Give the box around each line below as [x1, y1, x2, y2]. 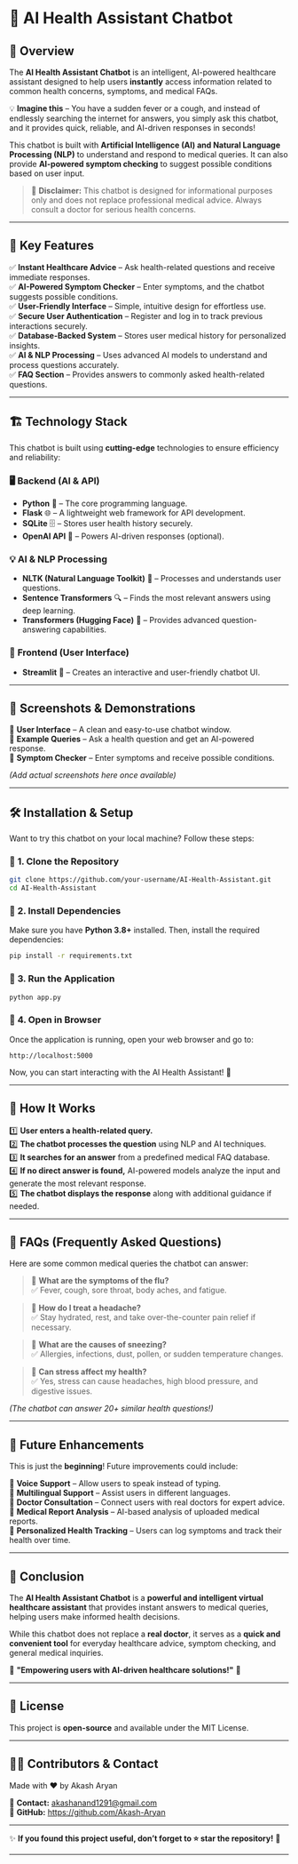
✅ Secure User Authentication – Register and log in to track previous [9, 310, 263, 321]
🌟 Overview [9, 44, 74, 59]
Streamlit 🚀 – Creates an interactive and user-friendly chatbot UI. [21, 667, 261, 677]
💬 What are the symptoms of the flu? [30, 1276, 169, 1286]
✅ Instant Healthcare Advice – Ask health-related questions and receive [9, 261, 276, 272]
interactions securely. [9, 320, 89, 332]
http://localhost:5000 [9, 1051, 93, 1060]
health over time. [9, 1535, 71, 1546]
